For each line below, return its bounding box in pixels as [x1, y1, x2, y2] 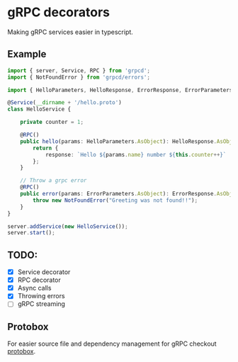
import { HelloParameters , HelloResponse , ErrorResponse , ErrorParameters [7, 86, 233, 94]
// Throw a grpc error [20, 177, 87, 184]
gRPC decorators [7, 4, 110, 21]
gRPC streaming [17, 300, 66, 308]
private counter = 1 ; [20, 118, 84, 126]
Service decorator [17, 268, 71, 276]
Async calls [17, 284, 52, 293]
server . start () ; [7, 230, 55, 237]
